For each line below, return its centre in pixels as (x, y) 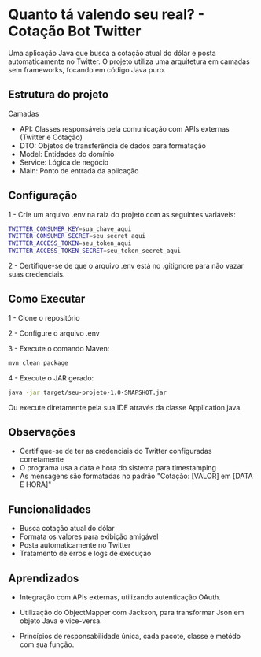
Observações (42, 432)
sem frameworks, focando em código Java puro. (87, 69)
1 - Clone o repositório (44, 317)
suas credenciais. (37, 274)
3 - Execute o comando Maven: (59, 348)
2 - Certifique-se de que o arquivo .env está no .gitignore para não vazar (126, 266)
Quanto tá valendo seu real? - (107, 15)
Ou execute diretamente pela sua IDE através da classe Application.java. (125, 407)
